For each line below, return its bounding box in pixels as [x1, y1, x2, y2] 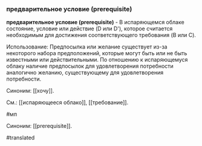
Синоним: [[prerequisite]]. [6, 122, 73, 130]
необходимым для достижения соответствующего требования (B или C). [6, 32, 197, 39]
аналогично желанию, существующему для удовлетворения [6, 69, 164, 76]
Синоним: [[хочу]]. [6, 87, 54, 95]
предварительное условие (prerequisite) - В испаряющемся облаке [6, 19, 184, 26]
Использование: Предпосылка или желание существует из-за [6, 43, 168, 50]
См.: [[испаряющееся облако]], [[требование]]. [6, 99, 129, 106]
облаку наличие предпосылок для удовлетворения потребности [6, 62, 174, 70]
